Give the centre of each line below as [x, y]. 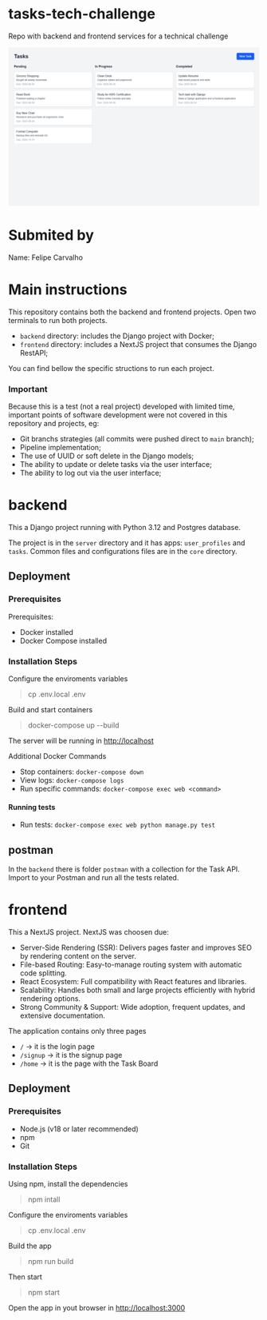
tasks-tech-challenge [82, 14]
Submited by [51, 235]
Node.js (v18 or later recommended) [79, 1129]
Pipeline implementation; [60, 448]
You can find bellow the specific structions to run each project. [112, 368]
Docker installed [47, 632]
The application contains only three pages [77, 1031]
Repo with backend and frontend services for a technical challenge [118, 36]
